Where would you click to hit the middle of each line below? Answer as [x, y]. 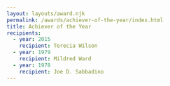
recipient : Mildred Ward [55, 59]
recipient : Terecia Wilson [58, 46]
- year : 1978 [32, 65]
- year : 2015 [32, 40]
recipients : [24, 33]
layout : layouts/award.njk [46, 14]
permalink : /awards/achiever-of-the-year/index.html [85, 20]
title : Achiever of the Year [49, 26]
